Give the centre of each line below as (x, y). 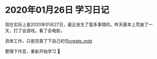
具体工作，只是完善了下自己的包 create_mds (49, 41)
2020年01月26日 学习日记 (57, 10)
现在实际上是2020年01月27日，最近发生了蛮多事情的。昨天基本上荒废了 (77, 24)
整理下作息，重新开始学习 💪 (33, 51)
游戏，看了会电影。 (45, 30)
